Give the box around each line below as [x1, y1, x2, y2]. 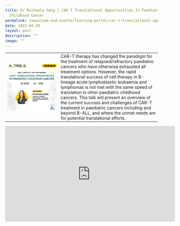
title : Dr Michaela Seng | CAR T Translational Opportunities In [5, 8, 140, 13]
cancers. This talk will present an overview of [60, 95, 151, 100]
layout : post [5, 28, 32, 33]
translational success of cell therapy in [60, 74, 137, 80]
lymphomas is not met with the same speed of [60, 84, 153, 90]
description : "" [5, 33, 38, 38]
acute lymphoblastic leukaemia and [76, 79, 147, 85]
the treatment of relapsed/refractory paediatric [60, 58, 154, 64]
